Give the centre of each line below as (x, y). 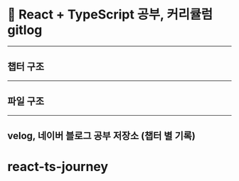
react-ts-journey (58, 167)
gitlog (25, 30)
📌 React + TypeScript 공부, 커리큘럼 (110, 15)
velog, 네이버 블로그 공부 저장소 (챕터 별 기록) (101, 136)
